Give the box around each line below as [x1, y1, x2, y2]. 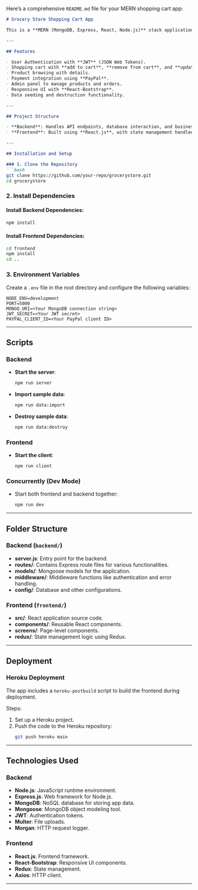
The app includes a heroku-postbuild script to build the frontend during [6, 687, 180, 694]
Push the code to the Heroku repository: [14, 722, 113, 729]
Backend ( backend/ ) [6, 542, 63, 550]
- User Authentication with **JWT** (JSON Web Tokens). [6, 59, 146, 65]
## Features [6, 48, 35, 54]
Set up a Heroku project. [14, 716, 75, 723]
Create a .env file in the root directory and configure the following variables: [6, 283, 190, 291]
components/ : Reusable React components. [14, 621, 123, 628]
